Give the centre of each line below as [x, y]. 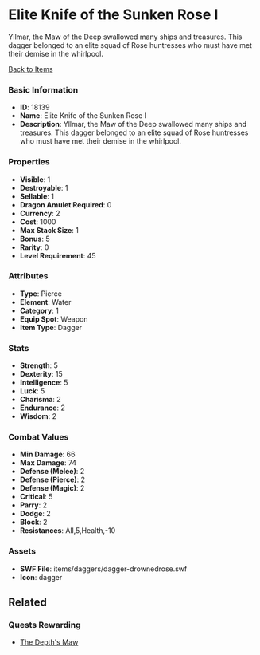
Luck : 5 [32, 391]
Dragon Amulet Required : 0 [66, 204]
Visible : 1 [35, 179]
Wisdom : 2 [38, 416]
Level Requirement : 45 [58, 255]
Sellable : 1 [37, 196]
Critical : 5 [36, 497]
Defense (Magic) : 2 [52, 488]
